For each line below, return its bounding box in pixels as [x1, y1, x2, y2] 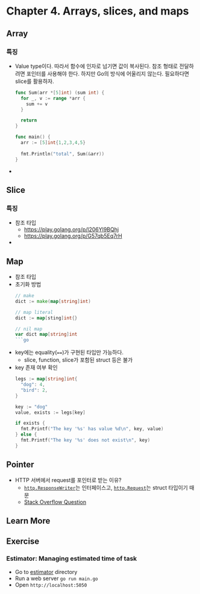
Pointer [6, 460, 34, 470]
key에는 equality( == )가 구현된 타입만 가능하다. [14, 349, 124, 356]
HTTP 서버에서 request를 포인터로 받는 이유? [14, 476, 122, 483]
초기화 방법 [14, 281, 42, 288]
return [20, 117, 37, 123]
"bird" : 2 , [20, 387, 48, 393]
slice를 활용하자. [14, 77, 54, 85]
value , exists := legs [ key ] [14, 410, 86, 416]
